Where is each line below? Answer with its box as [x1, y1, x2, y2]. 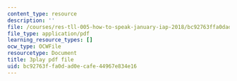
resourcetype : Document [7, 50, 78, 57]
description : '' [7, 17, 55, 24]
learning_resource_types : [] [7, 37, 93, 44]
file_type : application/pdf [7, 30, 90, 37]
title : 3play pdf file [7, 56, 74, 63]
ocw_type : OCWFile [7, 43, 61, 50]
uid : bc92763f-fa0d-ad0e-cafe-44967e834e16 [7, 63, 138, 70]
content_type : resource [7, 10, 78, 18]
